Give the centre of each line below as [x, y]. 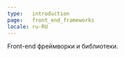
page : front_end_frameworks [51, 20]
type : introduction [39, 14]
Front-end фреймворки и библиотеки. [63, 47]
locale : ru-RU [28, 26]
